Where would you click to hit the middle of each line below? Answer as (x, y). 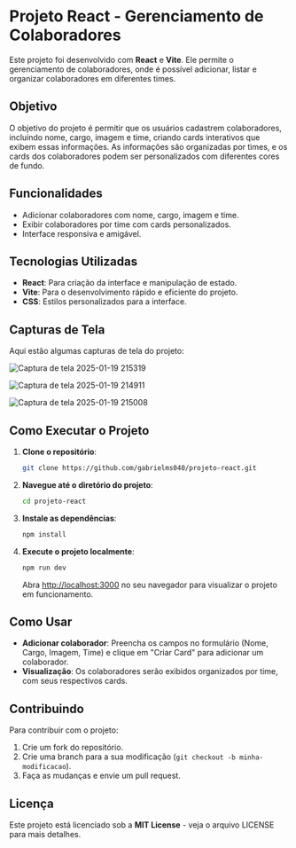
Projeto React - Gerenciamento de (136, 16)
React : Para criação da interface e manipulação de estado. (129, 283)
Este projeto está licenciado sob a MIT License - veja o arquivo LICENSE (142, 824)
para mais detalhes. (45, 834)
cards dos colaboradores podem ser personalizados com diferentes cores (144, 156)
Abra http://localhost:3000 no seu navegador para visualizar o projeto (149, 585)
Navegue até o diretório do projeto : (87, 484)
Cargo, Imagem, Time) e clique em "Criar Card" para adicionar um (143, 653)
